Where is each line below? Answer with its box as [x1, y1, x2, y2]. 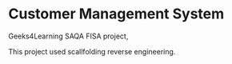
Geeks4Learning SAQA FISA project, [8, 31, 129, 41]
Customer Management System [8, 5, 225, 23]
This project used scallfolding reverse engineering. [8, 46, 176, 56]
